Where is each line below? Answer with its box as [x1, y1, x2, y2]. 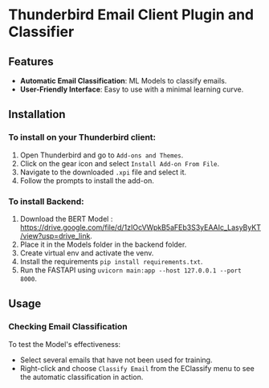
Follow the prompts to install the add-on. [19, 175, 154, 186]
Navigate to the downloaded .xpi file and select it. [19, 167, 187, 177]
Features [8, 55, 54, 68]
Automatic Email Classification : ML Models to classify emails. [19, 76, 227, 85]
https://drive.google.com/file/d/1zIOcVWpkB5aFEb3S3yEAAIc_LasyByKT [19, 223, 261, 232]
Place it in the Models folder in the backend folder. [19, 239, 187, 249]
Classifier [8, 22, 75, 41]
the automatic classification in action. [19, 372, 144, 382]
